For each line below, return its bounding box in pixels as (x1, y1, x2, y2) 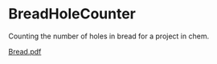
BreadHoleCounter (8, 5, 137, 23)
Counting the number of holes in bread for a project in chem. (8, 31, 210, 41)
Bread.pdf (8, 46, 42, 56)
